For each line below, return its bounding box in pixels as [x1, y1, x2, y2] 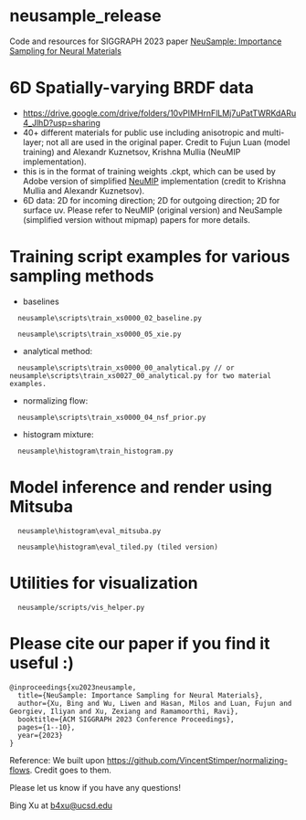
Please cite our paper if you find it [9, 633, 270, 654]
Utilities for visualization [9, 573, 198, 594]
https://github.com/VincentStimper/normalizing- [106, 754, 289, 765]
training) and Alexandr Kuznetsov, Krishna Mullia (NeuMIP [22, 146, 241, 157]
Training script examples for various [9, 247, 290, 268]
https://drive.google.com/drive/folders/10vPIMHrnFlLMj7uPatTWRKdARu [22, 107, 297, 119]
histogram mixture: [22, 428, 94, 439]
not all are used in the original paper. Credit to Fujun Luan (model [46, 136, 290, 147]
